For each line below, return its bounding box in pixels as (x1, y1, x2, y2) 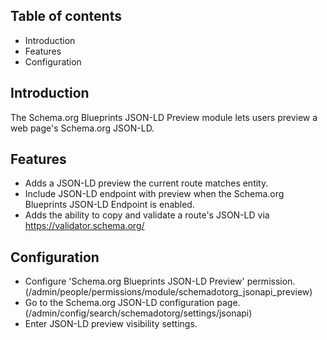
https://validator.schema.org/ (24, 220, 145, 232)
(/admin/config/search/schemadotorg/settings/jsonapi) (24, 307, 253, 319)
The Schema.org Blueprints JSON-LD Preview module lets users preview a (10, 111, 318, 123)
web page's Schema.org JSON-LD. (10, 122, 155, 134)
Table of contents (10, 8, 122, 25)
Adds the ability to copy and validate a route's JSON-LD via (24, 209, 270, 221)
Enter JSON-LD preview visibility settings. (24, 318, 198, 330)
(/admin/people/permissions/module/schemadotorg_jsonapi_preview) (24, 286, 313, 298)
